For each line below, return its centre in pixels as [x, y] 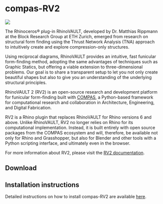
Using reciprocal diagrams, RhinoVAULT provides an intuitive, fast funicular [81, 56]
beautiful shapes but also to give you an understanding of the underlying [78, 77]
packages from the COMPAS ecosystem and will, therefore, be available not [81, 132]
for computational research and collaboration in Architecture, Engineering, [80, 102]
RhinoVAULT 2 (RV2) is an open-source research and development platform [81, 92]
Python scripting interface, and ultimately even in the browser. [68, 143]
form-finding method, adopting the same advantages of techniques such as [81, 61]
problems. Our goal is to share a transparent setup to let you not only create [81, 72]
